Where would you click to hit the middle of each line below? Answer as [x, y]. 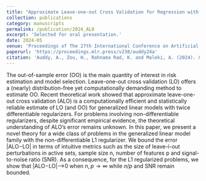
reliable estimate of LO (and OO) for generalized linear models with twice [98, 107]
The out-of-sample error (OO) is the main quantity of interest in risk [91, 75]
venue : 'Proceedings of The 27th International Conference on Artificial [103, 46]
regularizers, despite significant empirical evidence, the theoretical [91, 120]
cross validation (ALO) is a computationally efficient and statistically [101, 101]
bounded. [18, 172]
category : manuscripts [35, 23]
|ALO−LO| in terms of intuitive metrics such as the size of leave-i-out [93, 146]
